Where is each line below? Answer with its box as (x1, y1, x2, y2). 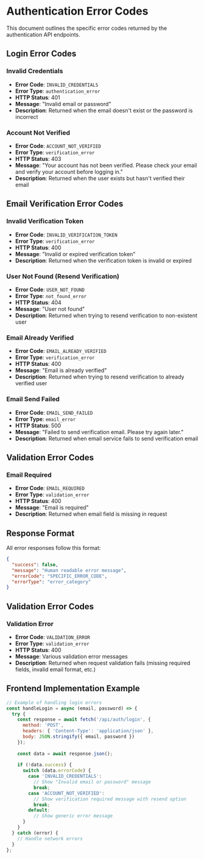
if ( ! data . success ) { (17, 762, 72, 768)
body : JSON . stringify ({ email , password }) (22, 733, 135, 740)
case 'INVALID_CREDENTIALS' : (28, 773, 102, 780)
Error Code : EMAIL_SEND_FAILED (15, 408, 93, 416)
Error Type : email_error (15, 415, 76, 422)
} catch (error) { (12, 830, 59, 836)
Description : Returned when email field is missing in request (15, 510, 167, 518)
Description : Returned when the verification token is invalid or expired (15, 257, 192, 264)
